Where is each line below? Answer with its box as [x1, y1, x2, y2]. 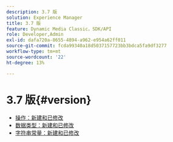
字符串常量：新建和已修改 [15, 129, 80, 137]
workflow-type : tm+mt [6, 49, 61, 55]
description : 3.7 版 [6, 8, 58, 15]
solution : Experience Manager [6, 15, 83, 21]
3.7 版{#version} [6, 93, 92, 107]
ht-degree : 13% [6, 59, 45, 66]
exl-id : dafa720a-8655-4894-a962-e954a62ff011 [6, 37, 126, 43]
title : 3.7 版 [6, 20, 41, 26]
